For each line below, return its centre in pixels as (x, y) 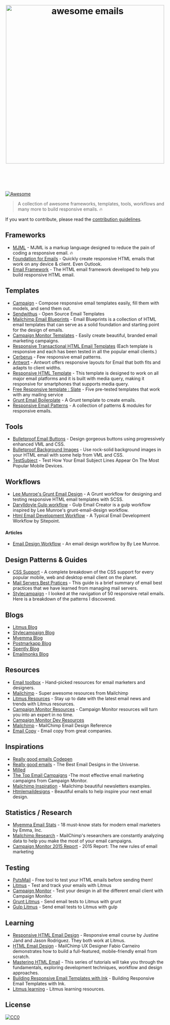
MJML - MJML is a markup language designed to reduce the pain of (84, 247)
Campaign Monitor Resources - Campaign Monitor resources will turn (85, 709)
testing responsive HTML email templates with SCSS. (68, 499)
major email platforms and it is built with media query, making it (78, 378)
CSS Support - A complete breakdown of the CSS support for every (83, 572)
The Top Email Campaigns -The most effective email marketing (78, 775)
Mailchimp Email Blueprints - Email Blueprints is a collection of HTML (84, 319)
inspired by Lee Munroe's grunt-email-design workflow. (71, 510)
